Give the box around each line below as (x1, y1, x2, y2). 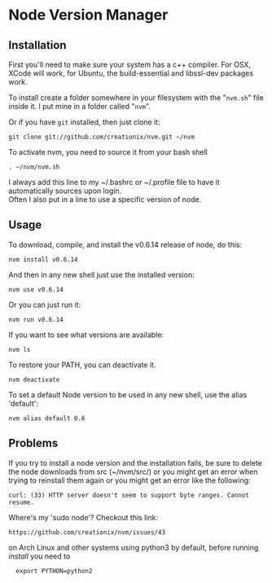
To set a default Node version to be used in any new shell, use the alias (8, 389, 248, 400)
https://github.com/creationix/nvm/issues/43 (8, 528, 165, 537)
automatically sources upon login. (8, 186, 122, 195)
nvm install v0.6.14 (8, 255, 79, 264)
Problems (8, 436, 59, 450)
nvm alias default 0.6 (8, 414, 86, 423)
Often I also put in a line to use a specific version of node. (8, 195, 202, 204)
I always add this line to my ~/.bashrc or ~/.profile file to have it (8, 178, 220, 186)
